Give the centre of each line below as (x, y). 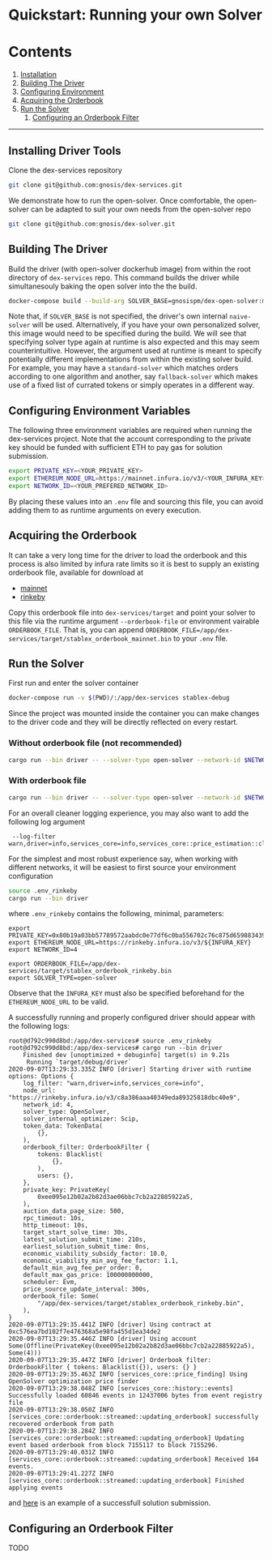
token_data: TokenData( (63, 1126)
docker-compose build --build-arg (67, 301)
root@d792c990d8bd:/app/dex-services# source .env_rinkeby (110, 1041)
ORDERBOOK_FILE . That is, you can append (76, 629)
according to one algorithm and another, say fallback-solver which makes (133, 377)
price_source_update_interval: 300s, (87, 1289)
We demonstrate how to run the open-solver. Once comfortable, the (122, 200)
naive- (240, 317)
